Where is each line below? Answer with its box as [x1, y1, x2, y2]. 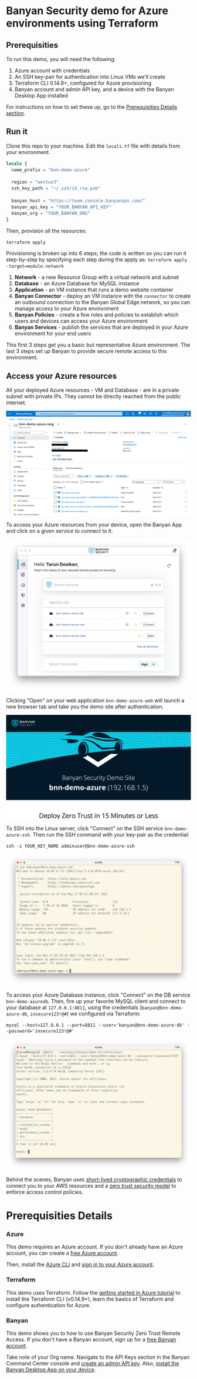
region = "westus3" [11, 179, 59, 185]
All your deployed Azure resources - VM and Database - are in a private [6, 387, 179, 394]
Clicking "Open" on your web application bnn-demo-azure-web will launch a [6, 697, 185, 704]
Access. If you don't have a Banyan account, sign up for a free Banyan [6, 1335, 176, 1343]
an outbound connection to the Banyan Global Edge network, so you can [14, 299, 191, 306]
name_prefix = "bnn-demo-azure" [11, 166, 91, 173]
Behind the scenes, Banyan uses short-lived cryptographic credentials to [6, 1175, 182, 1183]
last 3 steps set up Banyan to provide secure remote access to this [6, 348, 167, 355]
